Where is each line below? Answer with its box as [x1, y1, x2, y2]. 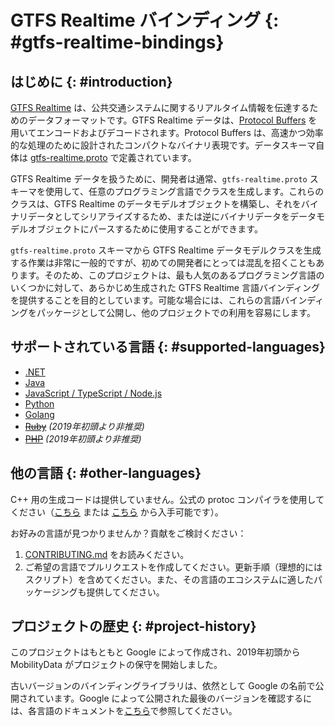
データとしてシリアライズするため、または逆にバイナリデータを [27, 211, 290, 222]
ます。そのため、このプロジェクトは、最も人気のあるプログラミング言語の [18, 269, 325, 281]
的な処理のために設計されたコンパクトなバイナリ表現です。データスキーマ [10, 139, 317, 151]
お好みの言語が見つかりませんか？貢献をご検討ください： [10, 527, 247, 539]
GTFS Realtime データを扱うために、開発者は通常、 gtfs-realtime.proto [10, 173, 308, 185]
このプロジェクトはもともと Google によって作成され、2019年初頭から [10, 646, 301, 658]
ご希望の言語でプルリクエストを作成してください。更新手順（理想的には [24, 561, 323, 573]
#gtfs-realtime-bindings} [10, 31, 225, 54]
